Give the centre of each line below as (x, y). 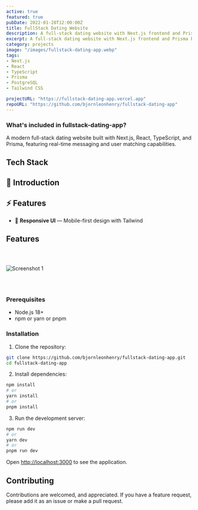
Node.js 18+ (29, 312)
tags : (13, 55)
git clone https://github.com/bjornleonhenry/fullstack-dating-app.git (96, 357)
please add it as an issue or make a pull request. (65, 501)
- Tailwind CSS (25, 88)
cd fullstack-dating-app (37, 363)
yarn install (22, 396)
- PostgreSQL (22, 83)
